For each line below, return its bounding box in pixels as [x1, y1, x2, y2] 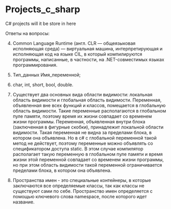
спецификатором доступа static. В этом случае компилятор [12, 145, 144, 151]
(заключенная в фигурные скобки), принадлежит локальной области [12, 124, 164, 130]
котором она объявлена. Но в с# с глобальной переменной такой [12, 135, 157, 141]
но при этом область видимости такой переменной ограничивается [12, 162, 162, 168]
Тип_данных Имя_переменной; [12, 71, 81, 77]
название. [12, 199, 35, 205]
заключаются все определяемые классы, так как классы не [12, 182, 144, 189]
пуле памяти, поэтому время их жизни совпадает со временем [12, 113, 152, 119]
